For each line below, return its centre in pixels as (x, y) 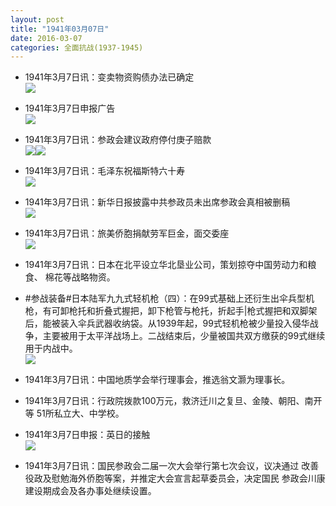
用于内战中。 (51, 348)
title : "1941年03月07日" (60, 29)
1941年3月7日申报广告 (70, 108)
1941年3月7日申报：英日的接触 (87, 435)
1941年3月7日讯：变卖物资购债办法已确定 (109, 77)
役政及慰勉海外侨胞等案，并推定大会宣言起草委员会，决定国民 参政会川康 (175, 478)
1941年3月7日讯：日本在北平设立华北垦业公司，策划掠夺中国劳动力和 (166, 265)
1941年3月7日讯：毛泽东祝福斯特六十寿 (105, 171)
